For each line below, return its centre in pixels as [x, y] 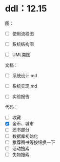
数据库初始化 [25, 136]
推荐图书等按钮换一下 [33, 142]
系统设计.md [25, 76]
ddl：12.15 [26, 9]
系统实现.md [25, 86]
